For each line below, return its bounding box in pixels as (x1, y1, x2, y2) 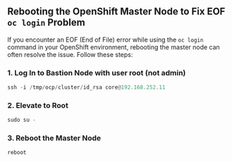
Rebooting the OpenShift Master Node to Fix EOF (7, 6, 226, 18)
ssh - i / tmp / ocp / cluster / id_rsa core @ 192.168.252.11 (7, 84, 166, 91)
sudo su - (7, 116, 37, 124)
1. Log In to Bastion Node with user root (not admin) (7, 68, 186, 77)
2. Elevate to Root (7, 100, 68, 110)
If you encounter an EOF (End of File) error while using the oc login (7, 35, 204, 44)
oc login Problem (7, 17, 86, 29)
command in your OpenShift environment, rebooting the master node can (7, 42, 220, 51)
